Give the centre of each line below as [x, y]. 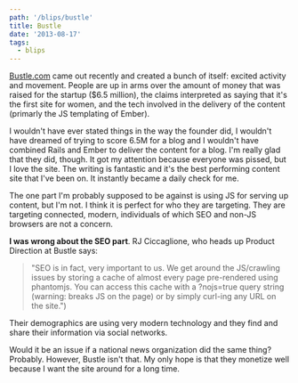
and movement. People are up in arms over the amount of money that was [145, 86]
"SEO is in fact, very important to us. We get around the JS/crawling [155, 268]
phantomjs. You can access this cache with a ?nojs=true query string [157, 287]
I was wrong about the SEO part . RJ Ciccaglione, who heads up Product [142, 241]
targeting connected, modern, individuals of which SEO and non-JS [133, 215]
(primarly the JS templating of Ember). [80, 114]
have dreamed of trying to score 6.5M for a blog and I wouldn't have [134, 141]
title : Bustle [36, 26]
